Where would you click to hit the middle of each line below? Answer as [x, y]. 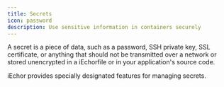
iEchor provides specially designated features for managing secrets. [107, 76]
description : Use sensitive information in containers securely [104, 27]
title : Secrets [30, 14]
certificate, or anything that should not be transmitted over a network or [112, 54]
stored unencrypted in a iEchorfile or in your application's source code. [111, 62]
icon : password [30, 21]
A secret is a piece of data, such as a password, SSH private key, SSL [109, 47]
